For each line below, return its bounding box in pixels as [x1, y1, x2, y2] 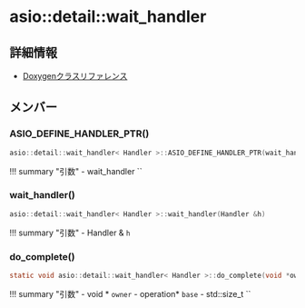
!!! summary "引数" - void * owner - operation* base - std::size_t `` [9, 288, 251, 299]
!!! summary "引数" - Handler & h [9, 227, 131, 238]
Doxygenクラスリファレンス [22, 71, 128, 81]
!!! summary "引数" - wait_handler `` [9, 165, 143, 176]
